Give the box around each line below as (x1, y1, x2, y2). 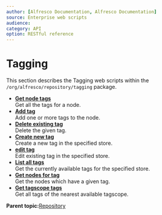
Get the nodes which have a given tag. (14, 178, 110, 185)
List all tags (14, 159, 44, 166)
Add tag (14, 107, 36, 115)
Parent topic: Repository (6, 202, 66, 210)
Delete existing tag (14, 121, 63, 128)
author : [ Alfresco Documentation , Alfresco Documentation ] (6, 8, 157, 15)
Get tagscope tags (14, 184, 62, 192)
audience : (6, 20, 31, 26)
